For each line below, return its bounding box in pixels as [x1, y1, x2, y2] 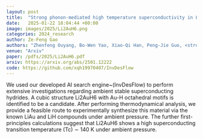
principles [6, 120, 31, 127]
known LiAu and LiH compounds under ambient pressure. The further [6, 113, 179, 120]
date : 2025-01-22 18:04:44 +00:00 [6, 20, 98, 26]
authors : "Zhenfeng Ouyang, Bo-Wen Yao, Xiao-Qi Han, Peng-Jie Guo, [6, 43, 182, 49]
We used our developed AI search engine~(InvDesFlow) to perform [6, 81, 173, 88]
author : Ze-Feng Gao [6, 37, 59, 43]
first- [180, 113, 193, 120]
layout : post [6, 8, 39, 15]
